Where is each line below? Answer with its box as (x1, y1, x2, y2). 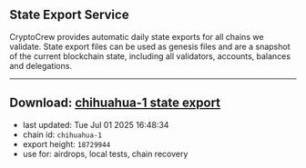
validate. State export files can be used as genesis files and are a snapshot (9, 41, 291, 52)
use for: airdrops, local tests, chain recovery (22, 148, 189, 159)
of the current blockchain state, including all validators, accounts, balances (9, 50, 291, 62)
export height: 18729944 (22, 138, 111, 149)
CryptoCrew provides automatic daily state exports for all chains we (9, 31, 264, 42)
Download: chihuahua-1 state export (9, 95, 221, 111)
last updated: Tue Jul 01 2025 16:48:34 (22, 119, 169, 130)
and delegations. (9, 60, 73, 71)
